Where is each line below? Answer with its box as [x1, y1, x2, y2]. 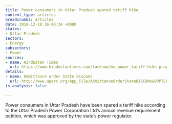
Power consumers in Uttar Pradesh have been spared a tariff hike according [5, 102, 166, 108]
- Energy [5, 41, 24, 46]
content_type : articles [5, 12, 56, 17]
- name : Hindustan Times [5, 60, 58, 65]
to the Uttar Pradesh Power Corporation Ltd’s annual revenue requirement [5, 107, 161, 113]
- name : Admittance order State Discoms [5, 74, 93, 79]
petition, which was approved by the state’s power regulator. [5, 113, 133, 119]
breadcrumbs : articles [5, 17, 54, 22]
